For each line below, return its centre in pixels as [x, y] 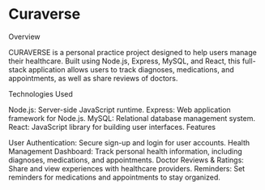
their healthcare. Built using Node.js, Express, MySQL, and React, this [124, 61]
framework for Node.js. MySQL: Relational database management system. [132, 118]
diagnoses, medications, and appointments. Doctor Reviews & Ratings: [126, 160]
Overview [24, 37]
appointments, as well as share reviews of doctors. [93, 78]
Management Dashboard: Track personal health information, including [126, 151]
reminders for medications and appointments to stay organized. [115, 177]
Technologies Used [41, 93]
